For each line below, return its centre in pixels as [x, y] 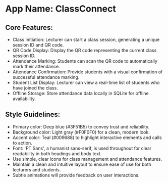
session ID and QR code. [38, 45]
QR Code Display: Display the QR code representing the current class [85, 50]
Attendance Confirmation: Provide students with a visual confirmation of [88, 72]
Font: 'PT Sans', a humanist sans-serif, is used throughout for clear [82, 148]
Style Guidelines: [33, 115]
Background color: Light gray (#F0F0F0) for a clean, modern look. [81, 132]
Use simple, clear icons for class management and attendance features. [87, 159]
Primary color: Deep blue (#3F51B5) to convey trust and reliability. [81, 126]
